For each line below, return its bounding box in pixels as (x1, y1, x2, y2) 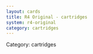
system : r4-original (6, 19, 57, 25)
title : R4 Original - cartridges (6, 14, 88, 20)
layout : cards (6, 8, 41, 15)
